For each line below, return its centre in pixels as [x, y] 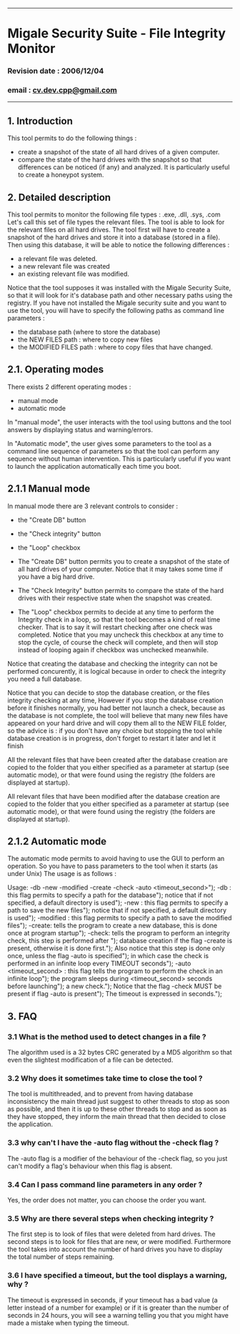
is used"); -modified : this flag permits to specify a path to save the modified [120, 918]
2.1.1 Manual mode [49, 489]
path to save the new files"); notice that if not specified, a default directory [117, 910]
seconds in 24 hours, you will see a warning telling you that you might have [118, 1315]
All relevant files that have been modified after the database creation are [114, 796]
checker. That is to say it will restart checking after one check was [115, 627]
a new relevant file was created [64, 267]
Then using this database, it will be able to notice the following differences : [119, 245]
